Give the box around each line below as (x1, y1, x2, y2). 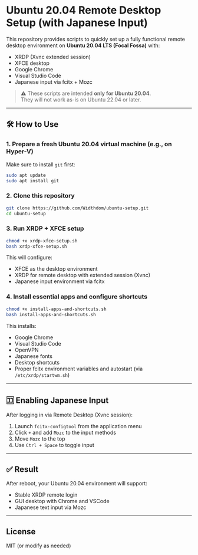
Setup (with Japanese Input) (6, 16, 148, 29)
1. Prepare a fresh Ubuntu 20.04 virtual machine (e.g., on (6, 140, 172, 148)
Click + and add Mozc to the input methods (14, 429, 117, 436)
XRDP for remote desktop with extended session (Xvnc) (14, 272, 151, 279)
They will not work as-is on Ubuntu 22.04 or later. (20, 96, 141, 103)
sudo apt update (6, 172, 46, 178)
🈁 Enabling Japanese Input (6, 395, 109, 405)
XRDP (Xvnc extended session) (14, 53, 91, 60)
